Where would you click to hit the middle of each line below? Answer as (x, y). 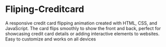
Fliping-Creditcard (45, 9)
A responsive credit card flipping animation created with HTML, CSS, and (81, 23)
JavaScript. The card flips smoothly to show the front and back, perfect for (83, 28)
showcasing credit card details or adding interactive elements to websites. (82, 33)
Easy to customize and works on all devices (51, 39)
